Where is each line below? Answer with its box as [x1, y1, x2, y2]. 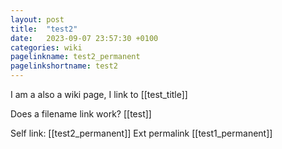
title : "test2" [10, 24, 78, 34]
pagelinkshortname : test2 [10, 61, 118, 71]
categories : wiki [10, 42, 83, 53]
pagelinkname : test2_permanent [10, 52, 141, 62]
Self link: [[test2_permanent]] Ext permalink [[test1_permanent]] [10, 127, 273, 139]
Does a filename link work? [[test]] [10, 108, 152, 120]
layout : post [10, 14, 65, 25]
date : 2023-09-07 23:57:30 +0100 [10, 33, 159, 43]
